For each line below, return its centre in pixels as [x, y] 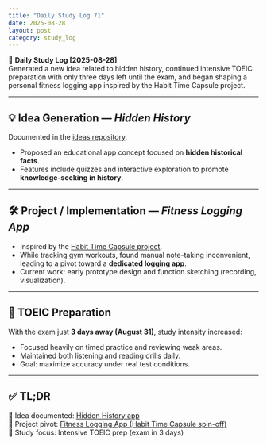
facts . [29, 161]
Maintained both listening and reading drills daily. [100, 355]
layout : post [30, 30]
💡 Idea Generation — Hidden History [99, 118]
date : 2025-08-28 [37, 23]
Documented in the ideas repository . [68, 137]
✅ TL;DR [29, 396]
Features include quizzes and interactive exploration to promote [124, 169]
